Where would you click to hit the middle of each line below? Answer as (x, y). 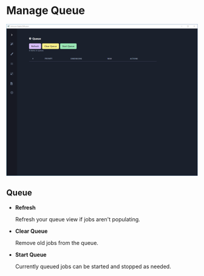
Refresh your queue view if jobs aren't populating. (78, 219)
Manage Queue (46, 11)
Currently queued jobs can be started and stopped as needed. (93, 266)
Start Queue (31, 254)
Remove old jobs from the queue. (57, 243)
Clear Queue (31, 231)
